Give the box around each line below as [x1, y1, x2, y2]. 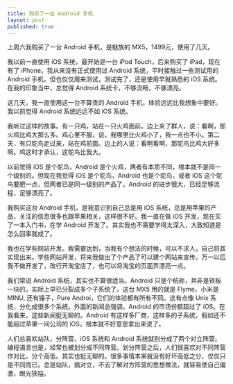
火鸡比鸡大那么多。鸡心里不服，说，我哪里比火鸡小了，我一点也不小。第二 [7, 131, 220, 139]
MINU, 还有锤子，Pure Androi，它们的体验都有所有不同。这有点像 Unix [7, 294, 209, 302]
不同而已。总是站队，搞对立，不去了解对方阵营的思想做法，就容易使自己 [12, 360, 220, 369]
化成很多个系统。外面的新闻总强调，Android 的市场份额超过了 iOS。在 [25, 303, 225, 311]
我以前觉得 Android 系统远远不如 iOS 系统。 [7, 107, 132, 115]
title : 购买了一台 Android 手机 [7, 10, 94, 17]
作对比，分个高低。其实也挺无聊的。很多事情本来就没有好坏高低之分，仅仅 [7, 352, 220, 360]
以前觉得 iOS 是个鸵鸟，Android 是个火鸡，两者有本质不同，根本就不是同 [7, 162, 215, 171]
